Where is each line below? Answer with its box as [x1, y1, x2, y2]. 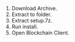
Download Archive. [11, 5, 58, 12]
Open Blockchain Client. [11, 29, 70, 36]
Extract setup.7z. [11, 17, 52, 24]
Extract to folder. [11, 11, 52, 18]
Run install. [11, 23, 38, 30]
